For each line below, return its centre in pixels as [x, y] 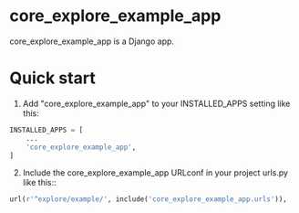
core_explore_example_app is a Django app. [92, 41]
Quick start [52, 78]
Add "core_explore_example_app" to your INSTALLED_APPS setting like [156, 103]
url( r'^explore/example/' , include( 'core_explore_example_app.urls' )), [148, 199]
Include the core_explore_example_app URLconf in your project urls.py [155, 173]
